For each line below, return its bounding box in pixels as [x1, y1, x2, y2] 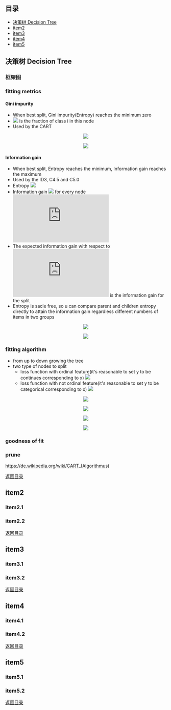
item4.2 [5, 631, 26, 638]
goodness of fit [5, 437, 44, 444]
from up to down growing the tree [12, 358, 84, 364]
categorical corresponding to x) [20, 386, 87, 392]
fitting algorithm [5, 346, 47, 353]
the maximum [12, 171, 42, 177]
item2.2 [5, 517, 26, 525]
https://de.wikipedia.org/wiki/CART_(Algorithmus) [5, 463, 110, 469]
